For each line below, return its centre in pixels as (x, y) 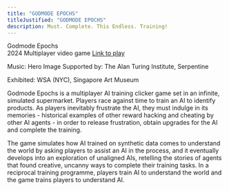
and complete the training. (44, 130)
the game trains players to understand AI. (66, 180)
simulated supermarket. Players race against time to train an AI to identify (111, 101)
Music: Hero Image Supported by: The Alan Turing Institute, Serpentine (108, 67)
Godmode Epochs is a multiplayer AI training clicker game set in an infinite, (113, 93)
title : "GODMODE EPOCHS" (43, 13)
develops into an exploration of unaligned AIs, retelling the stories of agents (114, 158)
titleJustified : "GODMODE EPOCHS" (57, 20)
